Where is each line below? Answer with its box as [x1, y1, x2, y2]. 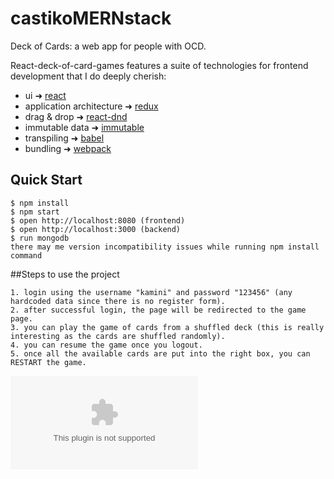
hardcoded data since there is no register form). [10, 296, 226, 306]
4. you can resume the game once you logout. [10, 340, 203, 350]
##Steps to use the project [10, 268, 120, 280]
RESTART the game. [10, 357, 87, 367]
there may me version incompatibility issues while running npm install [10, 242, 320, 252]
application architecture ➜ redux [24, 100, 159, 112]
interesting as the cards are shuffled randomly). [10, 331, 226, 341]
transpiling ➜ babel [24, 132, 105, 144]
